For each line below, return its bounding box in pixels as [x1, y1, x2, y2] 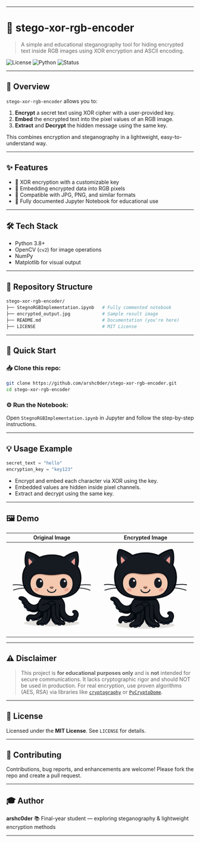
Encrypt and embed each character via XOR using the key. [14, 477, 158, 484]
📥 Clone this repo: [6, 363, 61, 372]
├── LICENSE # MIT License [6, 323, 137, 329]
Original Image [33, 534, 71, 541]
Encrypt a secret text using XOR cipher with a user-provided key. [14, 109, 175, 116]
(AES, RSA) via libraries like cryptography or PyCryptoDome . [20, 688, 163, 695]
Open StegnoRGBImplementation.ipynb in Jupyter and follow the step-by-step [6, 414, 194, 421]
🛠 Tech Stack [6, 221, 58, 231]
